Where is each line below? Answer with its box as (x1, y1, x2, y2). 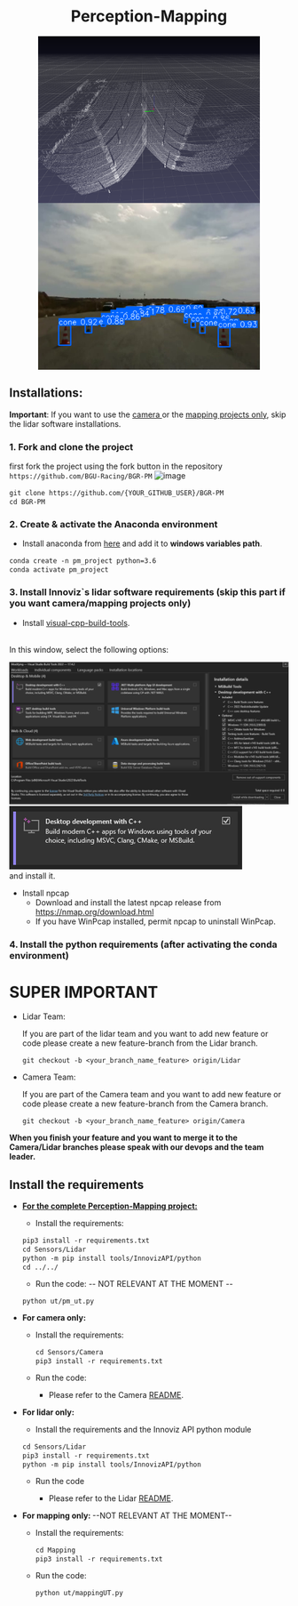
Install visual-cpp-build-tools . (21, 617, 130, 628)
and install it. (9, 870, 56, 881)
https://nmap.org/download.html (35, 906, 154, 917)
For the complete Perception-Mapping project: (21, 1200, 198, 1211)
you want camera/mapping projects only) (9, 598, 192, 610)
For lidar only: (21, 1407, 75, 1417)
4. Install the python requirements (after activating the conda (9, 938, 278, 951)
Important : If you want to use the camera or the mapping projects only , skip (9, 409, 286, 420)
